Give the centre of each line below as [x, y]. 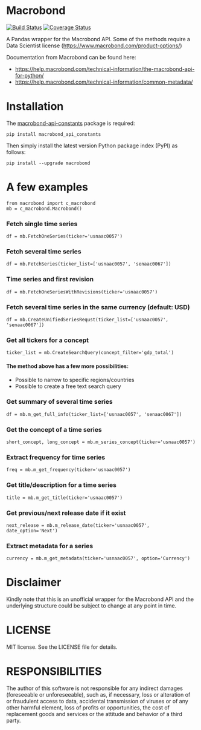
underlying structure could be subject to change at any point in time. [91, 606]
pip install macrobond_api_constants [54, 134]
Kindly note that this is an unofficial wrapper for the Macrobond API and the [100, 599]
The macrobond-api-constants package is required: [71, 123]
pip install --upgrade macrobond [48, 163]
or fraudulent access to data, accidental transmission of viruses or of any [97, 702]
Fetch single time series [42, 224]
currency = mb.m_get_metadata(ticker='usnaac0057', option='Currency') [98, 558]
